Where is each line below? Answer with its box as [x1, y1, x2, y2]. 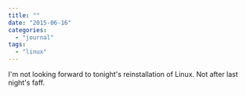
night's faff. [8, 78, 45, 87]
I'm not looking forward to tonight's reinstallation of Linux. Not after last [8, 70, 239, 79]
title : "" [8, 11, 41, 20]
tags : [8, 41, 26, 49]
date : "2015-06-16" [8, 19, 72, 27]
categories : [8, 26, 47, 34]
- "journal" [15, 33, 55, 42]
